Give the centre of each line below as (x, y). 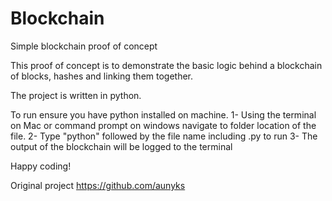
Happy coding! (41, 166)
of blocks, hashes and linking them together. (102, 76)
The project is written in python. (76, 95)
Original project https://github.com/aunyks (98, 185)
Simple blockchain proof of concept (84, 46)
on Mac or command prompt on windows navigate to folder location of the (163, 125)
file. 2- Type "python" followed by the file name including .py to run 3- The (164, 136)
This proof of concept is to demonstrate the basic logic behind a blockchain (166, 65)
